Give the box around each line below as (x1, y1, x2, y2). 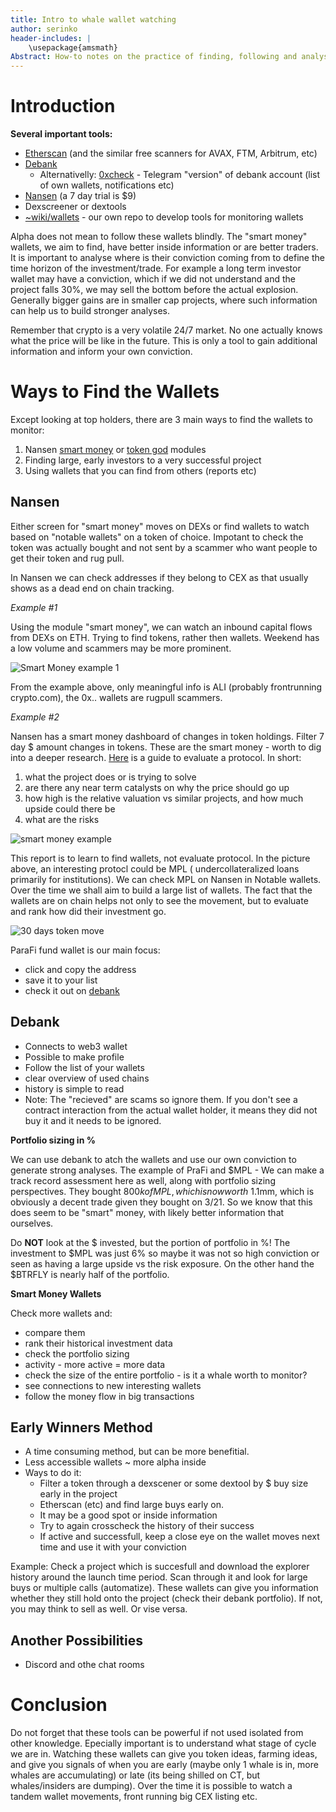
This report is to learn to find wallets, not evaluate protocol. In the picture (10, 852, 311, 864)
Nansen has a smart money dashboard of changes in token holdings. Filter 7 (10, 730, 325, 742)
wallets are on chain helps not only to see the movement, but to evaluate (10, 894, 309, 906)
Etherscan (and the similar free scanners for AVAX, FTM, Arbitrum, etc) (24, 147, 318, 160)
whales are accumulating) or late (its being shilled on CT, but (10, 1769, 261, 1781)
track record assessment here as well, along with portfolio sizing (10, 1174, 276, 1186)
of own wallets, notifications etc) (39, 179, 175, 191)
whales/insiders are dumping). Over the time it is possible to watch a (10, 1780, 293, 1792)
